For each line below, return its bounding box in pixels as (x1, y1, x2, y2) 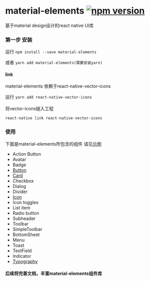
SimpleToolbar (12, 226, 43, 232)
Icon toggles (12, 199, 39, 205)
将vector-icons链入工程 (5, 106, 54, 112)
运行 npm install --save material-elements (5, 49, 97, 55)
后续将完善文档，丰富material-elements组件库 (5, 270, 102, 276)
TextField (12, 248, 32, 254)
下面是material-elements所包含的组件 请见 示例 (5, 140, 102, 147)
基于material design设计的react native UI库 (5, 22, 94, 28)
